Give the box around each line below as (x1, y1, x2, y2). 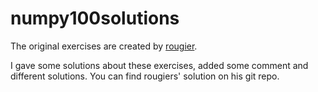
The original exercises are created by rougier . (10, 40, 198, 52)
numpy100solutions (10, 7, 180, 30)
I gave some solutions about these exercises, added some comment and (10, 59, 309, 71)
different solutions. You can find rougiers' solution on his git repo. (10, 70, 280, 82)
